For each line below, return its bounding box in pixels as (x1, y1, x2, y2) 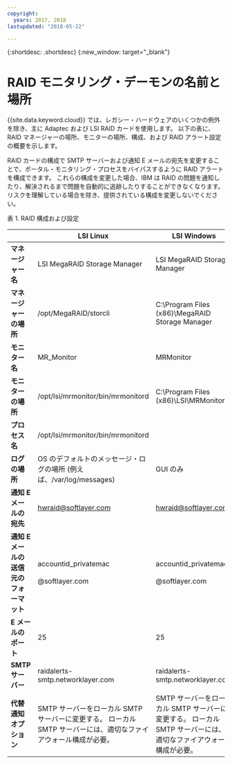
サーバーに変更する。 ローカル (37, 714, 137, 724)
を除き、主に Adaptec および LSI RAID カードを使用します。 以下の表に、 (7, 124, 215, 133)
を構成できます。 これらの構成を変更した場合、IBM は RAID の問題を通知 (7, 174, 214, 182)
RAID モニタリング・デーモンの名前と (7, 74, 221, 90)
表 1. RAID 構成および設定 (7, 214, 79, 223)
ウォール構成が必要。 (44, 735, 114, 745)
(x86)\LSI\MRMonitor (155, 395, 225, 405)
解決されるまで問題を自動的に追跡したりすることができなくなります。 (25, 183, 224, 191)
